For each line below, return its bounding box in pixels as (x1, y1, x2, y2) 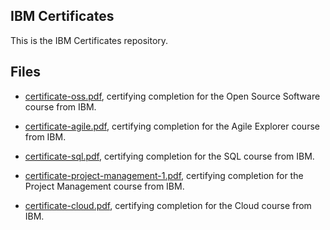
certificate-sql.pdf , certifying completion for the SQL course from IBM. (24, 150, 315, 162)
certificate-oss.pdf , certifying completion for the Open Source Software (24, 90, 321, 102)
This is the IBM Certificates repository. (10, 34, 169, 46)
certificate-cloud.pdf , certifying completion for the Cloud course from (24, 199, 312, 211)
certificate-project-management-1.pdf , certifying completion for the (24, 169, 304, 181)
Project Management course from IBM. (24, 180, 185, 192)
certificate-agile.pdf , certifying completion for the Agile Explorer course (24, 120, 320, 132)
